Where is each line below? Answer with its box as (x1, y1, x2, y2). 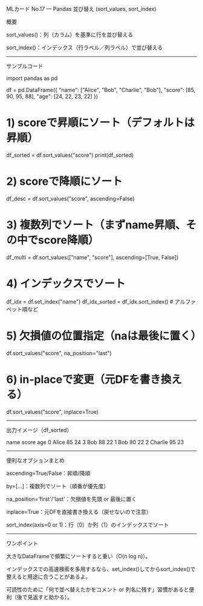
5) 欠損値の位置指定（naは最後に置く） (6, 329, 202, 342)
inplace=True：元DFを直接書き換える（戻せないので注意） (6, 508, 152, 515)
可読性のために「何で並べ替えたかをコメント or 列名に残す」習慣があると (6, 585, 189, 593)
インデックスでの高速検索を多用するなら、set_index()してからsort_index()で (6, 565, 196, 573)
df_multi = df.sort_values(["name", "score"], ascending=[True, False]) (6, 253, 179, 261)
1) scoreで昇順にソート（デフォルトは (6, 116, 195, 130)
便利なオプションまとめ (6, 456, 65, 464)
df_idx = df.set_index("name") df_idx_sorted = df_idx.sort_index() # (6, 298, 173, 305)
